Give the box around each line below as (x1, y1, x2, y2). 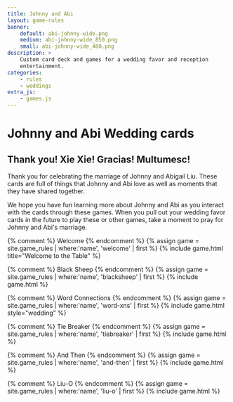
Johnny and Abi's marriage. (7, 223, 88, 231)
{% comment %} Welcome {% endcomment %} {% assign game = (7, 237, 200, 245)
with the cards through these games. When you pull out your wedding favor (7, 208, 226, 216)
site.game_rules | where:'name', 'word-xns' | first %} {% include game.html (7, 301, 225, 309)
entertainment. (20, 63, 65, 70)
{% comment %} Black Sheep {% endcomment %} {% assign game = (7, 265, 209, 273)
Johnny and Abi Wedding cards (7, 126, 194, 141)
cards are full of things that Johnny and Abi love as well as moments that (7, 180, 218, 188)
